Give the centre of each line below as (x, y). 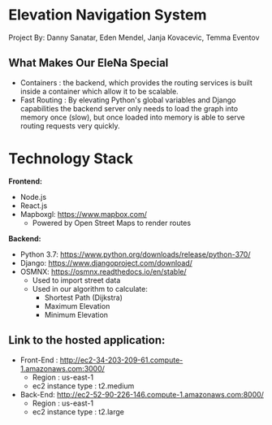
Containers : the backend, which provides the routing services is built (136, 82)
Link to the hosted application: (87, 340)
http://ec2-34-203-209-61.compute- (121, 360)
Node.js (33, 197)
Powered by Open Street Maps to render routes (112, 223)
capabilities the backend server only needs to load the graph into (129, 108)
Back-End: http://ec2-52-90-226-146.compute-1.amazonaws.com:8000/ (142, 394)
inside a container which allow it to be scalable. (99, 91)
